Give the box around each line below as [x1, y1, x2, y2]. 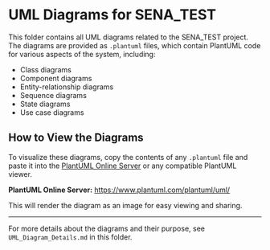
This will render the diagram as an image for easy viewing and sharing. [8, 200, 243, 210]
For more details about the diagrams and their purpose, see [8, 223, 205, 233]
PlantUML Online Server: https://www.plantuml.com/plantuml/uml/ [8, 185, 231, 195]
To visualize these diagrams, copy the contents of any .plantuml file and [8, 152, 248, 162]
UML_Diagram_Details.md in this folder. [8, 232, 133, 242]
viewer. [8, 169, 32, 178]
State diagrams [19, 99, 71, 109]
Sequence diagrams [19, 90, 87, 100]
